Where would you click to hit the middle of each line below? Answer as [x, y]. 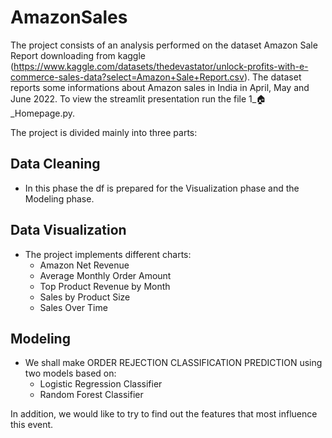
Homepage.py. [43, 113]
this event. [32, 425]
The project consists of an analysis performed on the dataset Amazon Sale [164, 45]
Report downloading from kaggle [78, 55]
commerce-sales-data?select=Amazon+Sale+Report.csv [127, 77]
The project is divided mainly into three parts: [104, 132]
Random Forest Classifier [91, 395]
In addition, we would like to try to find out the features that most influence [164, 414]
